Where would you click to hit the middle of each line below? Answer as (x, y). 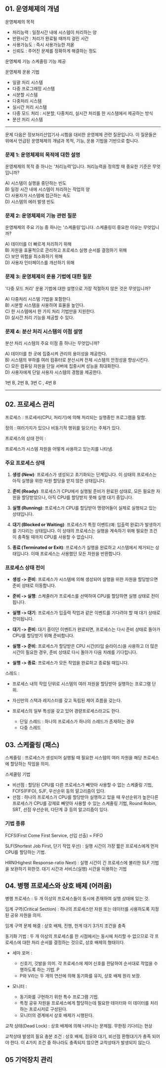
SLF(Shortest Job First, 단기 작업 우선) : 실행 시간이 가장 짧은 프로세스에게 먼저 (82, 846)
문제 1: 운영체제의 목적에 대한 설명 (43, 155)
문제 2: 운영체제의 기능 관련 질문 (41, 216)
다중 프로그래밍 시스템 (34, 89)
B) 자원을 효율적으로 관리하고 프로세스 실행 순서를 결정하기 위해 (66, 250)
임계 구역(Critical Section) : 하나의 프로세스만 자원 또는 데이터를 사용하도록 (77, 909)
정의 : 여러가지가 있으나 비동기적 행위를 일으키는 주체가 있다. (63, 428)
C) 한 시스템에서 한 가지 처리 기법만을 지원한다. (50, 311)
